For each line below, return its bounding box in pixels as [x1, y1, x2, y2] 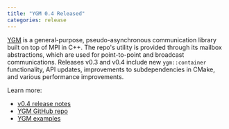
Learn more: [7, 86, 42, 94]
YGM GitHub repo [17, 107, 68, 115]
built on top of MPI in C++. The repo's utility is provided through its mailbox [7, 43, 222, 51]
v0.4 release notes [17, 99, 71, 108]
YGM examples [17, 114, 61, 122]
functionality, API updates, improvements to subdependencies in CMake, [7, 65, 215, 74]
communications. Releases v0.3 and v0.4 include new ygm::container [7, 58, 207, 66]
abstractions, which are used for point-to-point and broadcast [7, 50, 185, 59]
